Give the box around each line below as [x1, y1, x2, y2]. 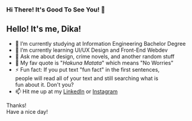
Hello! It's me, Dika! [6, 24, 82, 34]
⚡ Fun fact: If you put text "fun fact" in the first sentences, [15, 66, 160, 73]
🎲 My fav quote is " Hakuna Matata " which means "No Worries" [15, 59, 174, 66]
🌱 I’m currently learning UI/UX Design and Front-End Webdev [15, 46, 168, 54]
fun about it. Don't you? [15, 81, 74, 88]
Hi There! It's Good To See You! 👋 [6, 5, 105, 14]
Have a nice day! [6, 108, 48, 115]
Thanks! [6, 102, 27, 109]
